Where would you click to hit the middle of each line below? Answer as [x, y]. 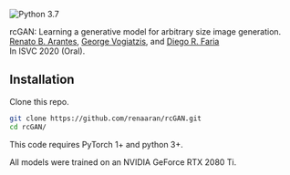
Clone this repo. [40, 101]
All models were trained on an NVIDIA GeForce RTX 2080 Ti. [123, 162]
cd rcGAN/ [28, 127]
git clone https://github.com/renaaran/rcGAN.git [106, 118]
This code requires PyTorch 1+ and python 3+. [97, 144]
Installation [42, 80]
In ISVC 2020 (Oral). [47, 51]
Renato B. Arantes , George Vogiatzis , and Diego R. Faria [114, 41]
